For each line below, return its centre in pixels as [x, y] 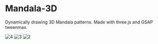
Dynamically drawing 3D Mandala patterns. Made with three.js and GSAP [79, 22]
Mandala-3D [31, 9]
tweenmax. [16, 27]
